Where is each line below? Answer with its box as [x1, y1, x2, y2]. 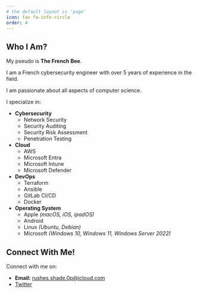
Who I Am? [6, 42, 48, 52]
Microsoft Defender [23, 167, 72, 174]
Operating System [14, 204, 61, 212]
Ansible [23, 185, 43, 193]
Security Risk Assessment [23, 129, 88, 136]
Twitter [14, 281, 33, 288]
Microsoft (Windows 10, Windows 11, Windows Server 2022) [23, 230, 171, 237]
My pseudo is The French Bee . [6, 58, 82, 65]
